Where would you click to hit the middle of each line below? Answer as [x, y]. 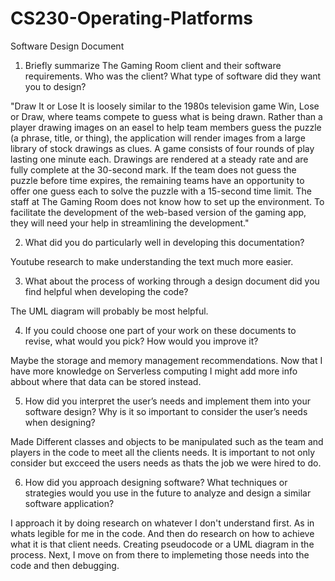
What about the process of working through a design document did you [172, 281]
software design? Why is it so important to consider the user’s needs [166, 411]
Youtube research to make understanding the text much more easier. [152, 261]
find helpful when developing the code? [106, 291]
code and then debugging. [65, 565]
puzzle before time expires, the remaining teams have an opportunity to [157, 180]
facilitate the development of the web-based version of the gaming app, [158, 212]
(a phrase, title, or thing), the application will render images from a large [158, 138]
